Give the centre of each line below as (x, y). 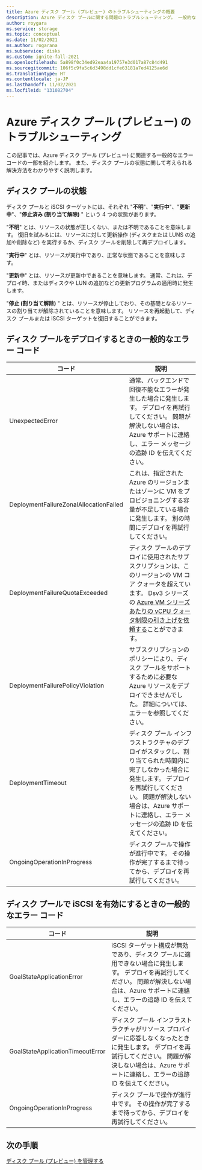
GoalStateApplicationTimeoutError (57, 1052)
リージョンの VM (159, 575)
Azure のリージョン (156, 482)
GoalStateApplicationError (46, 977)
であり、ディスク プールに (148, 955)
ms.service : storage (32, 29)
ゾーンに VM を (163, 491)
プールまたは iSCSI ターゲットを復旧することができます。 (89, 318)
